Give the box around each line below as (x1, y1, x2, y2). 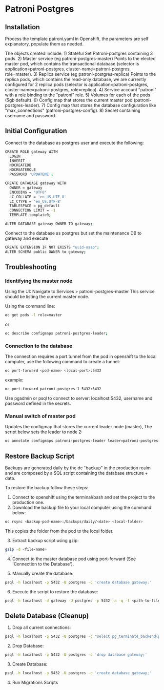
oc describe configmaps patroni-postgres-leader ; (5, 331, 108, 336)
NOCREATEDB (9, 163, 32, 168)
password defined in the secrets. (5, 400, 71, 406)
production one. (12, 500, 45, 505)
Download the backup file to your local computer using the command (12, 504, 152, 511)
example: (5, 377, 23, 383)
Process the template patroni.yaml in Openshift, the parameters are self (5, 36, 149, 42)
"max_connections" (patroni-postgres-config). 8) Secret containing (5, 107, 141, 113)
